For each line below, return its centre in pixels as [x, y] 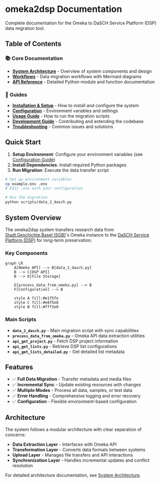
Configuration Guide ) [34, 159]
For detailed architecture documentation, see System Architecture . [73, 475]
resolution [23, 466]
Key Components [27, 253]
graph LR [14, 263]
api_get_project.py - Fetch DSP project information [65, 341]
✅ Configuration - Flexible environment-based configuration [75, 401]
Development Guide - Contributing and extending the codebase [78, 121]
